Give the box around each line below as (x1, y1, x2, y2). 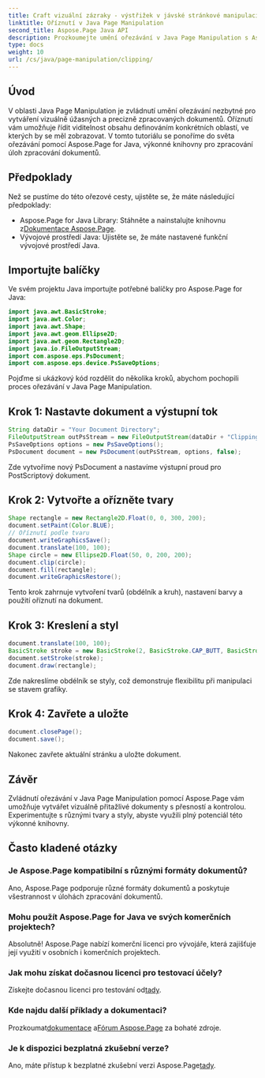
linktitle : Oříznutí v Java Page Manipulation (8, 19, 164, 27)
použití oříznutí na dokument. (8, 595, 103, 605)
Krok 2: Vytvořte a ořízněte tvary (8, 494, 174, 507)
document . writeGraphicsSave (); (8, 536, 111, 545)
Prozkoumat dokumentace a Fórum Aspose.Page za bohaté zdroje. (8, 1023, 222, 1032)
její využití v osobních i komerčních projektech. (8, 947, 161, 956)
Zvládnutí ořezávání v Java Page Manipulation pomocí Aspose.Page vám (8, 794, 244, 802)
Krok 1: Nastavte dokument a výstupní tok (8, 404, 218, 419)
